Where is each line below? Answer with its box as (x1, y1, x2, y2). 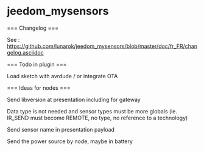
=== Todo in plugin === (7, 61, 67, 68)
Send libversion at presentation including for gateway (7, 96, 141, 103)
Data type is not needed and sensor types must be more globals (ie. (7, 107, 178, 115)
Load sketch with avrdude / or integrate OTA (7, 72, 118, 79)
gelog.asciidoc (7, 49, 44, 56)
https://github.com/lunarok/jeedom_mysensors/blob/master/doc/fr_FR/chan (7, 42, 197, 50)
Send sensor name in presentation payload (7, 126, 115, 133)
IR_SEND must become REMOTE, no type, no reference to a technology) (7, 114, 188, 121)
